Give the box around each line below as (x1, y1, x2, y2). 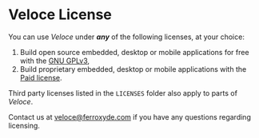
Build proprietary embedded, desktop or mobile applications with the (19, 64, 247, 73)
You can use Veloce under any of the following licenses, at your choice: (8, 32, 245, 41)
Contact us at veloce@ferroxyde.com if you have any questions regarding (8, 112, 252, 121)
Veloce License (8, 6, 112, 24)
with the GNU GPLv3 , (19, 56, 90, 65)
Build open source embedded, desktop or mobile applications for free (19, 47, 249, 57)
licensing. (8, 120, 40, 130)
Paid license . (19, 73, 62, 82)
